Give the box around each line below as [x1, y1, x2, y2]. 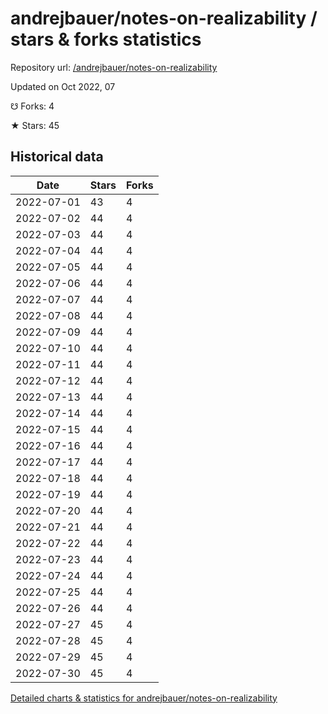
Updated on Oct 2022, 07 [10, 80, 116, 92]
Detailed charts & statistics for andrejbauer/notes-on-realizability [10, 692, 278, 704]
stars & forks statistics [10, 28, 202, 51]
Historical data [10, 148, 104, 166]
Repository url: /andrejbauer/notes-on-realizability [10, 61, 218, 73]
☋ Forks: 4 [10, 100, 55, 112]
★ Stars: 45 [10, 119, 60, 131]
